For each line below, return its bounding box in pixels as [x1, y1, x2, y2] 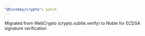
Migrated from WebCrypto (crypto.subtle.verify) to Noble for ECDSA [4, 20, 141, 26]
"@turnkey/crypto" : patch [4, 7, 57, 12]
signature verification [4, 25, 47, 31]
